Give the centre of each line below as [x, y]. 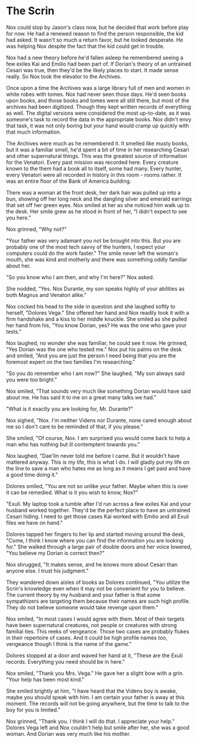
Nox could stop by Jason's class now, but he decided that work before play [98, 27]
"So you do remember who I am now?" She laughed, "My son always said [95, 373]
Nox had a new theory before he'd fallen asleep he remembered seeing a [95, 57]
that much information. [34, 132]
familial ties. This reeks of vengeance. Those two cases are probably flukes [98, 631]
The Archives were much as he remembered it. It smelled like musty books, [98, 143]
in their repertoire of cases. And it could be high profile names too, [87, 638]
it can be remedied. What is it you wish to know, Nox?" [72, 492]
